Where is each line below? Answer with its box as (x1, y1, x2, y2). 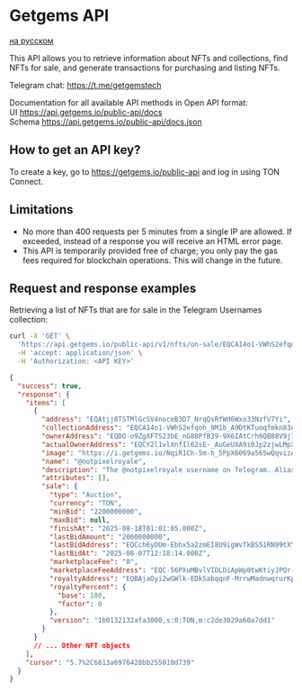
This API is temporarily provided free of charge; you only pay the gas (22, 245, 279, 256)
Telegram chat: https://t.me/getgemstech (9, 79, 162, 90)
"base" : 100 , (57, 591, 106, 600)
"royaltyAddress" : (49, 574, 119, 583)
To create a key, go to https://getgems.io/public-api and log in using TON (9, 166, 280, 177)
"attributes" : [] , (41, 474, 111, 483)
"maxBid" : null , (49, 515, 111, 524)
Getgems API (9, 5, 110, 26)
